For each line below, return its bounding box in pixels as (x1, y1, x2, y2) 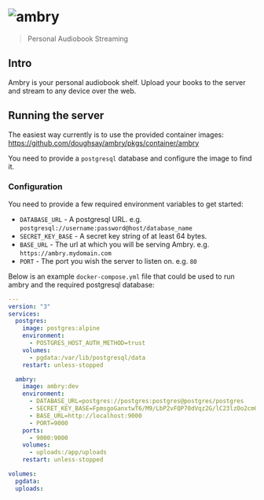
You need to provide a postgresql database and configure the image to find (8, 154, 253, 163)
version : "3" (8, 302, 51, 310)
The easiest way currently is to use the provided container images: (8, 130, 224, 139)
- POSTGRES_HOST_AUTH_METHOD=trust (28, 339, 146, 347)
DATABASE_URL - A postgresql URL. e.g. (19, 214, 142, 224)
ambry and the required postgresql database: (8, 280, 155, 289)
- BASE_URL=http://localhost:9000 (28, 412, 143, 420)
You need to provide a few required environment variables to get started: (8, 199, 244, 209)
